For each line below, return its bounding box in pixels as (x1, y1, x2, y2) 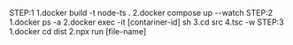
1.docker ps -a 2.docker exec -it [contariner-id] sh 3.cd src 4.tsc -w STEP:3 (9, 17, 285, 27)
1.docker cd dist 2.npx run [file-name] (9, 26, 147, 36)
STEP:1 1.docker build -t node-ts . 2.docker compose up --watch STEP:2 (9, 8, 273, 18)
